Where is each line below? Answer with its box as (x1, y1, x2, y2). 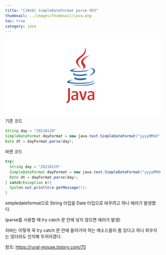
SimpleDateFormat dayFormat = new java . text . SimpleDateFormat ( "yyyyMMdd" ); (5, 134, 165, 139)
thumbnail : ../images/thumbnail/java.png (5, 13, 92, 18)
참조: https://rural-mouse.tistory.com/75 (5, 244, 86, 250)
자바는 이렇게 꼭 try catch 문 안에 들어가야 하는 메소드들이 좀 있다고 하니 (5, 227, 144, 233)
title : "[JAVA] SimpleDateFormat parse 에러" (5, 8, 99, 13)
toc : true (5, 18, 26, 23)
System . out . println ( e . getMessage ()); (9, 185, 87, 191)
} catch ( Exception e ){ (5, 180, 52, 185)
